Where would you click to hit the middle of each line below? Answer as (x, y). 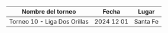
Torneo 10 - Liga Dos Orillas (49, 22)
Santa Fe (146, 22)
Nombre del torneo (49, 11)
